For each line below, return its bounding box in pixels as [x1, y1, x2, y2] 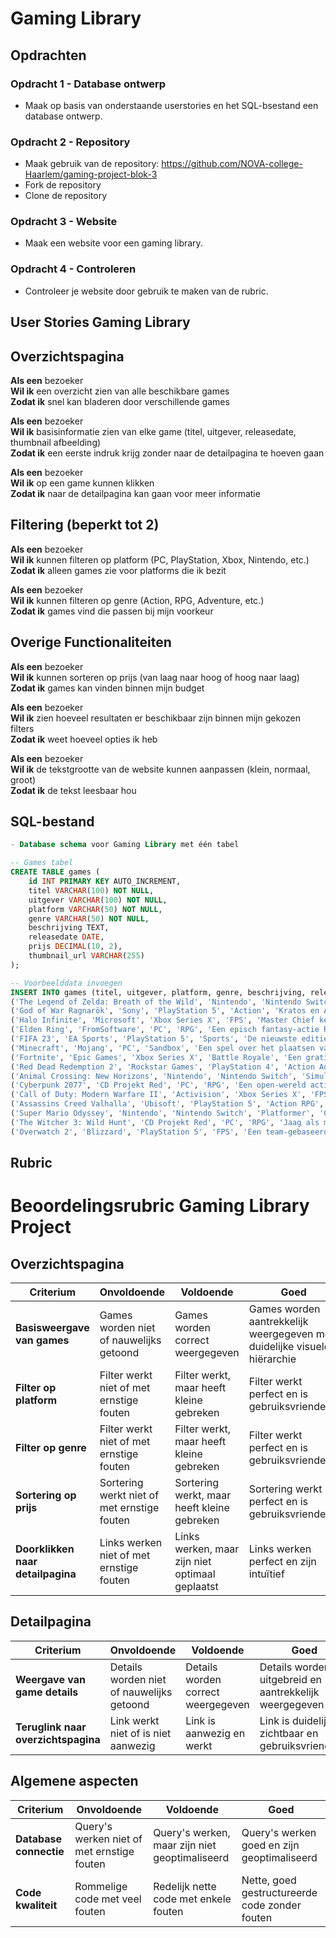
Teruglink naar [15, 1720, 87, 1734]
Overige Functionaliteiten [10, 634, 172, 651]
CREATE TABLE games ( [10, 867, 101, 877]
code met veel [74, 1892, 142, 1906]
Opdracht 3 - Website [10, 215, 118, 229]
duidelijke [248, 1340, 295, 1354]
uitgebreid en [259, 1672, 322, 1686]
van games [15, 1333, 70, 1347]
